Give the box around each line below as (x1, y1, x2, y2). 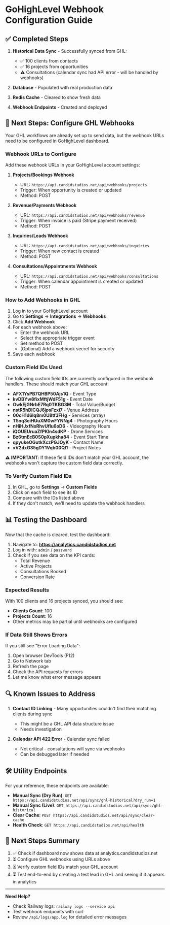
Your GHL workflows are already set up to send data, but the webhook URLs (5, 132, 164, 138)
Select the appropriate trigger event (20, 335, 95, 341)
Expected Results (5, 586, 50, 593)
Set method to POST (20, 340, 63, 346)
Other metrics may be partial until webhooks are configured (12, 618, 138, 625)
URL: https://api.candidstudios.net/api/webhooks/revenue (20, 212, 145, 218)
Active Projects (20, 563, 52, 569)
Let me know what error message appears (12, 674, 101, 680)
